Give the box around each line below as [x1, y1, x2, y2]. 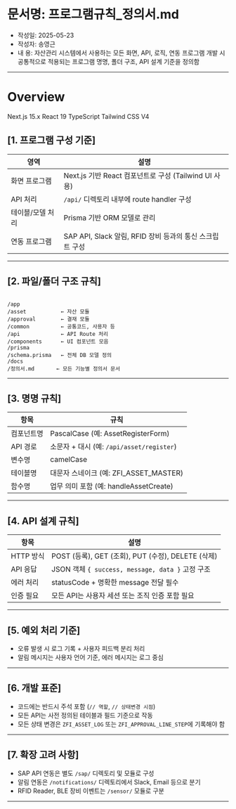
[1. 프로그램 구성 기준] [7, 134, 96, 146]
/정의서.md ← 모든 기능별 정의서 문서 [7, 365, 121, 373]
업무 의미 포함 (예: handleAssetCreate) [50, 481, 173, 491]
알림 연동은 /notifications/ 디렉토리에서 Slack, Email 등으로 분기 [17, 777, 202, 786]
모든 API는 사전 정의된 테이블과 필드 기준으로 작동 [17, 711, 153, 719]
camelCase [50, 455, 88, 465]
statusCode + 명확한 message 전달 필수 [51, 578, 179, 588]
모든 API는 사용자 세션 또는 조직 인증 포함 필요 [51, 591, 195, 601]
